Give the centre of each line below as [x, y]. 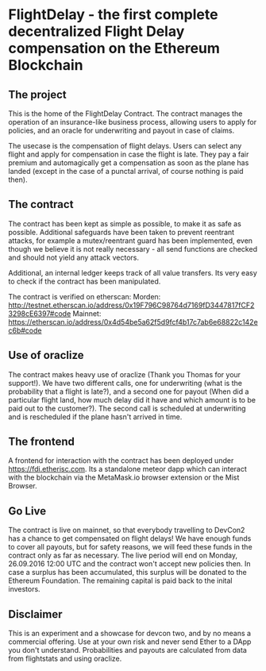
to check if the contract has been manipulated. [85, 281]
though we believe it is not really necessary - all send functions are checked [133, 249]
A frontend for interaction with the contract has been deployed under [121, 461]
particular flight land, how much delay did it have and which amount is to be [132, 399]
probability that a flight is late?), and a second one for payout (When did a [129, 391]
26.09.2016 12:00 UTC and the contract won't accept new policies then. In [130, 564]
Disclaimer [35, 614]
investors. [25, 589]
